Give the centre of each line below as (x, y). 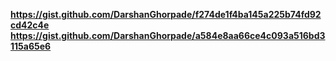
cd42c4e (30, 25)
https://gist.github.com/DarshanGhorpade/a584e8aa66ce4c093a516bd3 (168, 35)
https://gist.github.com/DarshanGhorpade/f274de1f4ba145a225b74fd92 (166, 14)
